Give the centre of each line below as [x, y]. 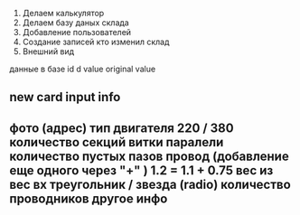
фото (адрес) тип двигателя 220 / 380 [122, 128]
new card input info [65, 97]
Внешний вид [48, 51]
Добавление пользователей [77, 32]
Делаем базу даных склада [75, 23]
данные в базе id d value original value [83, 69]
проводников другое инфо [89, 198]
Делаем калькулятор [63, 13]
